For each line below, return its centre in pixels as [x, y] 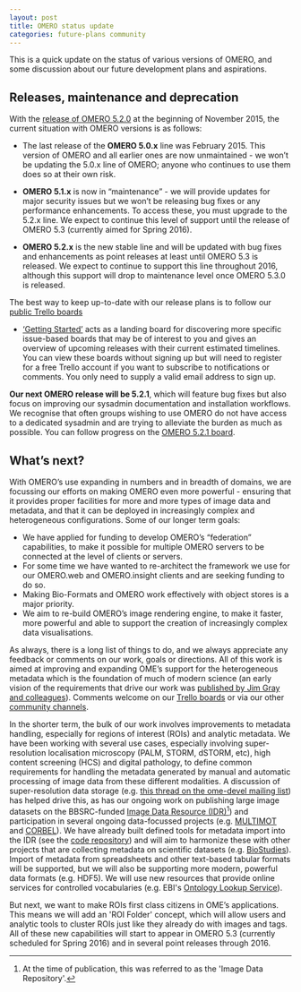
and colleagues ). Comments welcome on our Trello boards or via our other [147, 697]
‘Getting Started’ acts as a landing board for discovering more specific [152, 329]
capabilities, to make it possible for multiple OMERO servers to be [143, 547]
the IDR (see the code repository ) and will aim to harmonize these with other [150, 840]
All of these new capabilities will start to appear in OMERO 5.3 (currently [142, 933]
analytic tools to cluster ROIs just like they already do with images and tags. [149, 924]
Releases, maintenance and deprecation [124, 97]
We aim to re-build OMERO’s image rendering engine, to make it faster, [153, 613]
